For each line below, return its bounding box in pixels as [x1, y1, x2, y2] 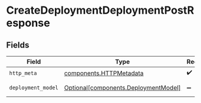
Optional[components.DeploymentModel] [63, 84, 181, 92]
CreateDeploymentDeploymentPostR [6, 4, 194, 17]
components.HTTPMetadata [63, 69, 144, 77]
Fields [6, 40, 30, 50]
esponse [6, 16, 50, 30]
